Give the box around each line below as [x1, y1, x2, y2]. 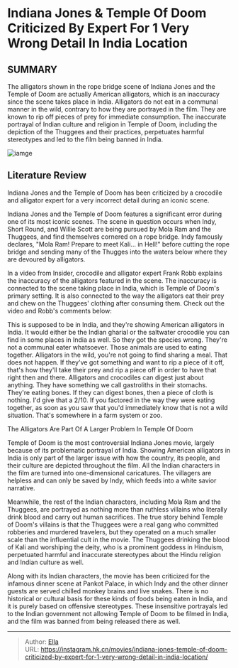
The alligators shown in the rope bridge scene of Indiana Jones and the [7, 82, 216, 90]
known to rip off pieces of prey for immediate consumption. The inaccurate [7, 112, 227, 121]
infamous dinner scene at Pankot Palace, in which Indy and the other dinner [7, 579, 229, 588]
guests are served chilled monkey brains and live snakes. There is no [7, 586, 209, 595]
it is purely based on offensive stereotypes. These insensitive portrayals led [7, 602, 228, 610]
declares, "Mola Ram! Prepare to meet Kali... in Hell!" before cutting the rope [7, 239, 230, 248]
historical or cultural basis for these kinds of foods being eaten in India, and [7, 594, 228, 603]
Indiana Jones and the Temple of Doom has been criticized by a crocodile [7, 188, 222, 197]
